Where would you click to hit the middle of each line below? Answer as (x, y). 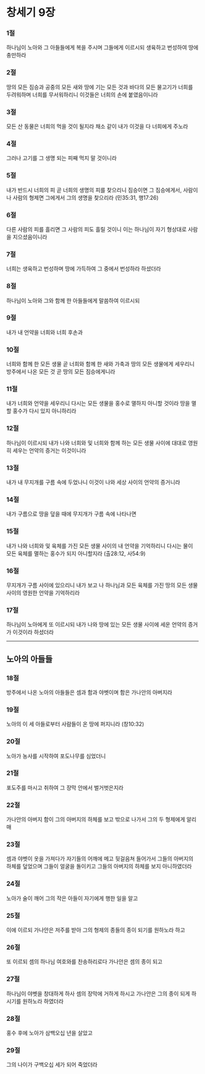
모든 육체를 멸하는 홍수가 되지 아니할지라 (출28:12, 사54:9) (76, 553)
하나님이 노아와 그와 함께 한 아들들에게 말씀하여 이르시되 (73, 300)
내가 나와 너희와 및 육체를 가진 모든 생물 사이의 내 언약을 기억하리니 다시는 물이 (100, 546)
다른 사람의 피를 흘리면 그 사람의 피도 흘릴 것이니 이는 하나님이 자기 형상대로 (97, 229)
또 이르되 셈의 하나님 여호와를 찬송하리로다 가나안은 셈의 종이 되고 (85, 962)
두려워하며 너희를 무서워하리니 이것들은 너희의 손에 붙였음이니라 (82, 95)
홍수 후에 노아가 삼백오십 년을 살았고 (49, 1033)
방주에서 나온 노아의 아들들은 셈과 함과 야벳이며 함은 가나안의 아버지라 (89, 692)
